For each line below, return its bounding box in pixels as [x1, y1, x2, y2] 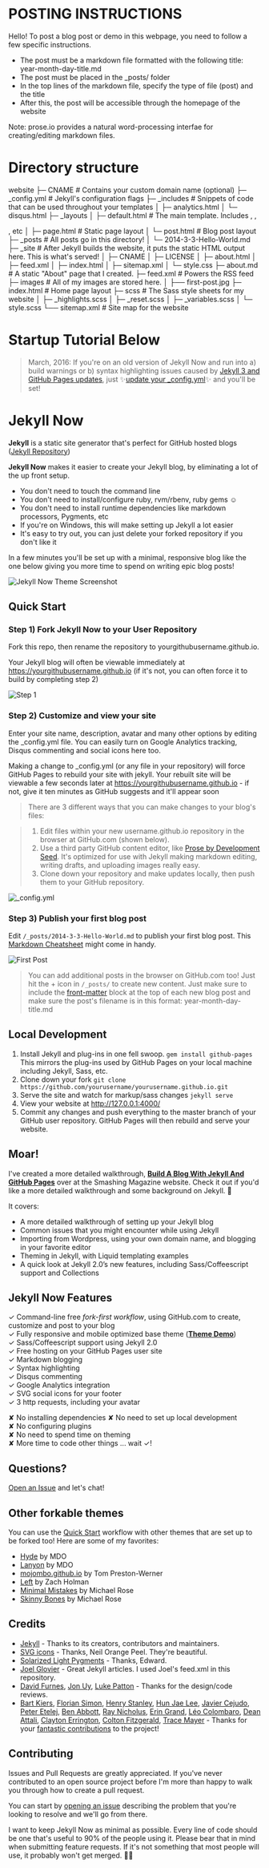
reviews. [19, 1689, 48, 1699]
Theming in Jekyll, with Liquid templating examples [19, 1251, 190, 1261]
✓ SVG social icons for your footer [8, 1389, 122, 1398]
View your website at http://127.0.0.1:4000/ [19, 1099, 161, 1108]
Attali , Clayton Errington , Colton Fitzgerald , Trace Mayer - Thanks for [19, 1715, 247, 1725]
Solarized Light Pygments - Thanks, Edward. [19, 1656, 167, 1665]
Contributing [8, 1747, 74, 1761]
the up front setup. [8, 470, 70, 480]
